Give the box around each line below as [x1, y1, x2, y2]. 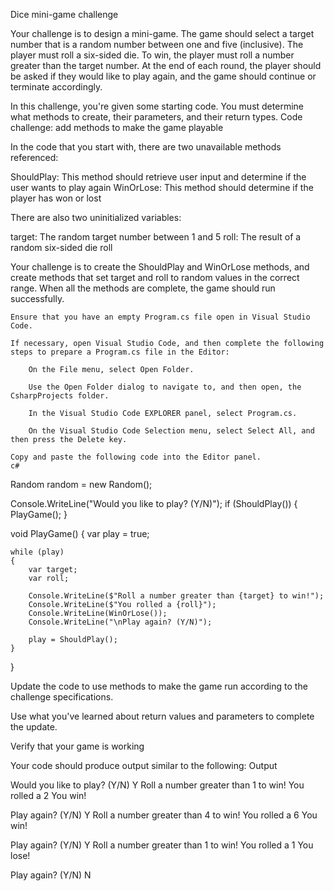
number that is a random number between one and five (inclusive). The [10, 39, 304, 50]
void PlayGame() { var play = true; [10, 528, 150, 539]
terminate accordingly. [10, 81, 103, 93]
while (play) [10, 547, 65, 557]
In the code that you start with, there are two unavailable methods [10, 141, 282, 153]
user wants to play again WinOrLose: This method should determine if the [10, 182, 314, 193]
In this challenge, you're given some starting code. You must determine [10, 100, 304, 112]
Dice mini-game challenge [10, 9, 119, 20]
